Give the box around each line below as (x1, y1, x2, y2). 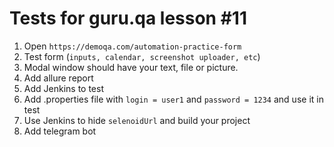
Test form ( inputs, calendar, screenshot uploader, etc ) (23, 50, 261, 62)
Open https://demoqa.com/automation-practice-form (23, 40, 242, 52)
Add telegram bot (23, 125, 97, 137)
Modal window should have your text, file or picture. (23, 61, 239, 73)
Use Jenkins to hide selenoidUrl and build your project (23, 114, 251, 126)
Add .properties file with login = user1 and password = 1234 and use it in (23, 93, 324, 105)
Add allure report (23, 72, 94, 84)
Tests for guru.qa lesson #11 (9, 7, 247, 30)
